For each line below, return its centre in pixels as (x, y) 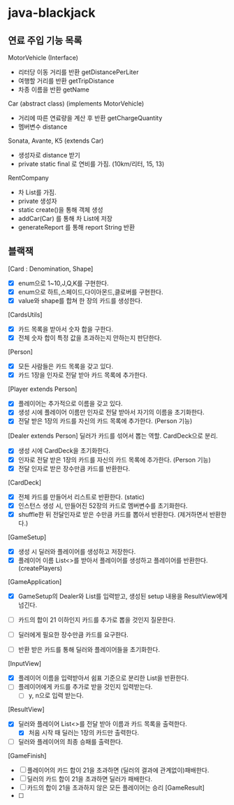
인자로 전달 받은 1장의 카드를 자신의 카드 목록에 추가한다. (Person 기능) (115, 460)
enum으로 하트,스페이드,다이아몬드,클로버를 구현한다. (90, 292)
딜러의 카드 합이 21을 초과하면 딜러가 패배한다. (90, 778)
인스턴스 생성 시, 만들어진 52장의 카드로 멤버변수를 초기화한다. (103, 506)
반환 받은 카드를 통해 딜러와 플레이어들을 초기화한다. (89, 650)
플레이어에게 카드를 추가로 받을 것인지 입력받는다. (85, 687)
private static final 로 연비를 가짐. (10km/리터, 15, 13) (91, 164)
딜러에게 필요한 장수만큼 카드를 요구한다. (73, 635)
